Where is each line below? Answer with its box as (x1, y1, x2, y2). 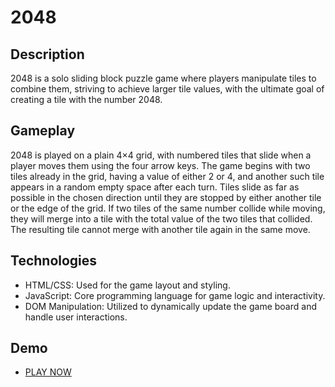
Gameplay (10, 122, 76, 140)
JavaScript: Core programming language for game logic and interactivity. (24, 289, 326, 301)
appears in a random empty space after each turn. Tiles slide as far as (10, 181, 300, 193)
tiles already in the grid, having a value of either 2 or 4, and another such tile (10, 170, 325, 182)
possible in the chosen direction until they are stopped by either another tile (10, 191, 322, 203)
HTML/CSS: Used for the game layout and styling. (24, 279, 231, 291)
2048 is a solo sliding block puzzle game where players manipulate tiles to (10, 72, 317, 84)
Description (10, 46, 85, 63)
